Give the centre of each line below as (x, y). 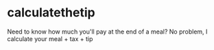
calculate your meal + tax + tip (50, 38)
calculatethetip (51, 13)
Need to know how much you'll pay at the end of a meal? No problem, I (107, 32)
